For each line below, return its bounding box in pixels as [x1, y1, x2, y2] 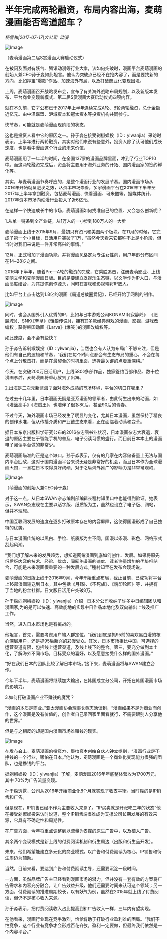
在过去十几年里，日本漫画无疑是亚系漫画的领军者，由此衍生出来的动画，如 [5, 395, 158, 401]
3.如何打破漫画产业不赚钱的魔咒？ [5, 694, 75, 700]
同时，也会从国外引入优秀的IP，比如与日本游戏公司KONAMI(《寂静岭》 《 [5, 311, 154, 317]
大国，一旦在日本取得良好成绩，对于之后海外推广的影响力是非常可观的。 [9, 465, 158, 470]
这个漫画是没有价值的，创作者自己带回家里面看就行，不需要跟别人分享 [13, 711, 158, 717]
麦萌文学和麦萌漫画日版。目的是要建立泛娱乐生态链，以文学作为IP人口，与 [5, 275, 158, 281]
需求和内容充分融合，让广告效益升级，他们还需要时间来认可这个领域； [9, 882, 153, 888]
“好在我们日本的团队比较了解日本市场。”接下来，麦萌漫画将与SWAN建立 [5, 660, 151, 666]
